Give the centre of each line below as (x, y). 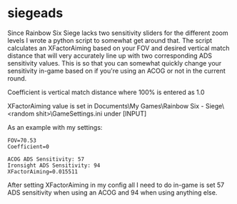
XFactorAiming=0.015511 (43, 172)
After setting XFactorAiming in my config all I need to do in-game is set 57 (116, 185)
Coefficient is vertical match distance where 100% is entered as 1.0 (106, 92)
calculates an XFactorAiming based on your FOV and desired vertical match (118, 48)
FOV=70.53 (22, 141)
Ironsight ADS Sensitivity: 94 (54, 165)
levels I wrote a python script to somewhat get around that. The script (110, 40)
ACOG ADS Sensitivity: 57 (46, 159)
